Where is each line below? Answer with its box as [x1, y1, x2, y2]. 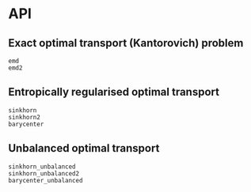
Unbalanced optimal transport [8, 141, 160, 155]
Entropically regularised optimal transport [8, 85, 220, 99]
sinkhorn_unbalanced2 [8, 169, 80, 178]
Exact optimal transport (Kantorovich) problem [8, 36, 244, 50]
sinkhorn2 [8, 113, 41, 121]
